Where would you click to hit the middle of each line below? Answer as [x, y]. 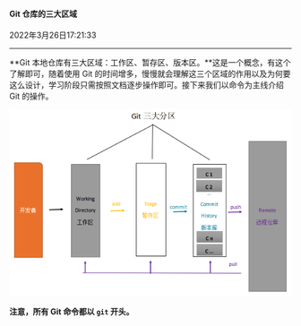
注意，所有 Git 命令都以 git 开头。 [72, 311]
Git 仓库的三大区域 [43, 13]
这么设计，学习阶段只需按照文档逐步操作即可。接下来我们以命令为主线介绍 [146, 85]
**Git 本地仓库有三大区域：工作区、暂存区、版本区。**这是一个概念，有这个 [150, 63]
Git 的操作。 [31, 96]
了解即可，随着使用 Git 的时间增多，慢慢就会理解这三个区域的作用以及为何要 [150, 74]
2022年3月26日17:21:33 [53, 35]
